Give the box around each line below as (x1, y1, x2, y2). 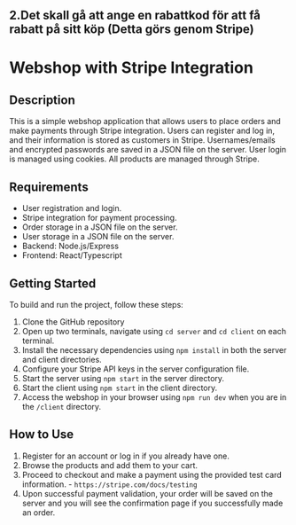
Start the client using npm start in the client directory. (21, 382, 218, 394)
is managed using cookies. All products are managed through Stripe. (9, 153, 260, 164)
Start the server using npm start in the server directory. (21, 373, 224, 384)
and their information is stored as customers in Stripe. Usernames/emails (9, 135, 277, 145)
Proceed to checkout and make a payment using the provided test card (21, 469, 282, 480)
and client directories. (21, 355, 102, 365)
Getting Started (9, 276, 97, 291)
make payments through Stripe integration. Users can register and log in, (9, 125, 276, 137)
